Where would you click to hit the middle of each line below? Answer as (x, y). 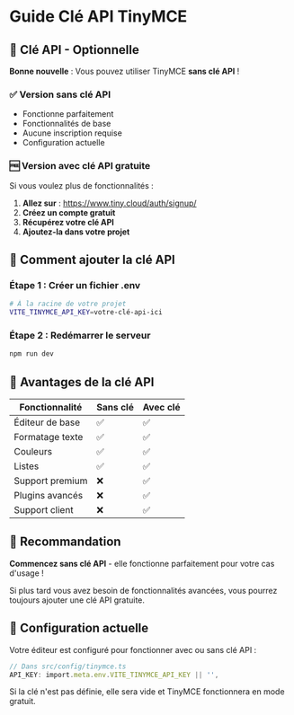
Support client (44, 510)
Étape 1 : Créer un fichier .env (75, 285)
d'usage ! (27, 573)
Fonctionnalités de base (67, 124)
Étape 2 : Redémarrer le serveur (80, 335)
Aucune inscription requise (72, 133)
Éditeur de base (47, 422)
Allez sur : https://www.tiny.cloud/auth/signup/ (109, 203)
